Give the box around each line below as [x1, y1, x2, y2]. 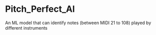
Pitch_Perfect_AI [5, 3, 75, 15]
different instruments [5, 25, 48, 31]
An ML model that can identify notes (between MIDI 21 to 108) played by [5, 20, 152, 26]
